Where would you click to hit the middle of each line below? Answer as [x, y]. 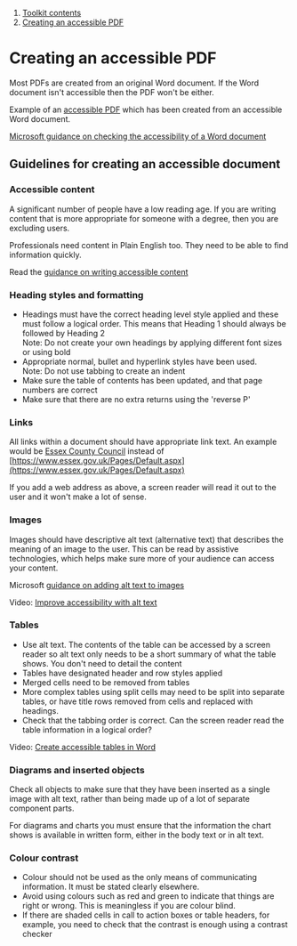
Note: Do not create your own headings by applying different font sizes [152, 343]
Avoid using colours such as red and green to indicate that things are [148, 896]
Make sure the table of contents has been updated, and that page [142, 380]
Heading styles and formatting [76, 295]
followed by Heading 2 [63, 333]
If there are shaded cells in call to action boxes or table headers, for [146, 915]
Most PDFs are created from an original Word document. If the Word [134, 83]
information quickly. [45, 255]
